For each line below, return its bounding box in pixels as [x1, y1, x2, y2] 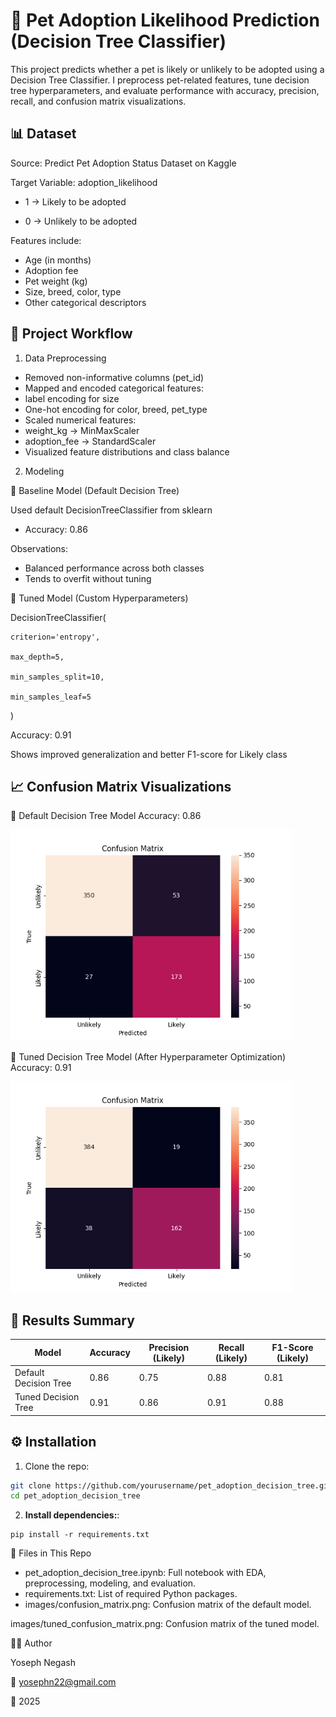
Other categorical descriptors [24, 296, 147, 308]
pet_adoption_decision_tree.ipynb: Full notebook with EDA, [24, 1567, 267, 1579]
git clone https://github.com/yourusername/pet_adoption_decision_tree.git [10, 1480, 333, 1491]
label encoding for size [24, 392, 120, 404]
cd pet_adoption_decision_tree [10, 1491, 141, 1501]
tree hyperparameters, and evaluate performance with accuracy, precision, [10, 84, 320, 96]
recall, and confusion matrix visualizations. [10, 95, 187, 107]
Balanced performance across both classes [24, 562, 205, 574]
